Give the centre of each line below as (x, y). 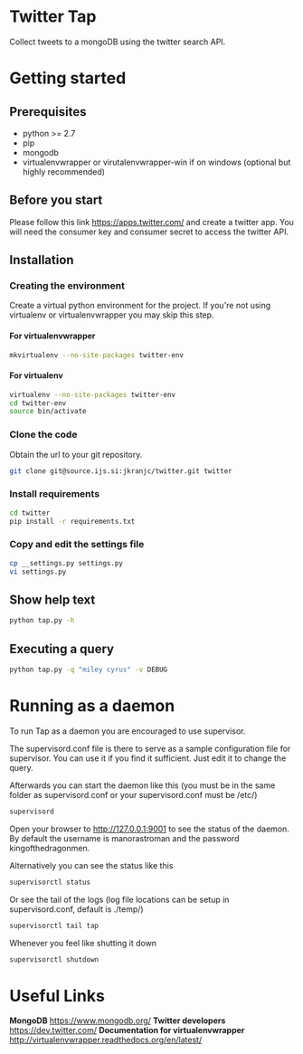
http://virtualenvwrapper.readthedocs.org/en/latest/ (106, 1040)
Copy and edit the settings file (77, 545)
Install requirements (55, 494)
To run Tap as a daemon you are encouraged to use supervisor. (128, 731)
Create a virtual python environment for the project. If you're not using (140, 306)
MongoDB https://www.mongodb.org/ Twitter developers (118, 1021)
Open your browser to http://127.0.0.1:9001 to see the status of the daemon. (149, 829)
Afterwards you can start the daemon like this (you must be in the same (142, 785)
